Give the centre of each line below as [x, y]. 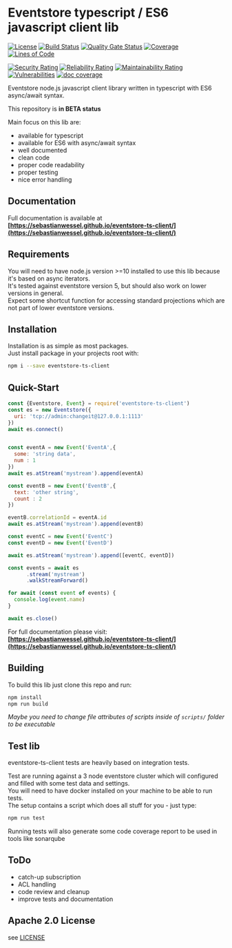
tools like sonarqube [36, 839]
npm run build [28, 704]
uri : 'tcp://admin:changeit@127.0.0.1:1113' [79, 416]
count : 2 [28, 499]
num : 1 [25, 461]
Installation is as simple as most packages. [68, 346]
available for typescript [50, 135]
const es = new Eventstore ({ [50, 410]
